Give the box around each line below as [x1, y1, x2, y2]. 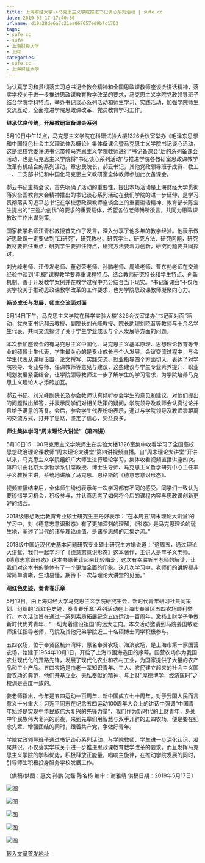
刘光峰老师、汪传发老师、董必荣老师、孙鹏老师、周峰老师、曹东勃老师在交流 [6, 263, 199, 271]
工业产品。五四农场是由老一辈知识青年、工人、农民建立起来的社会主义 [16, 664, 193, 671]
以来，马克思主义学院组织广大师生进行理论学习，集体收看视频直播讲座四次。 [6, 456, 199, 463]
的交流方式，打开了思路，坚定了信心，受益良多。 [6, 414, 129, 422]
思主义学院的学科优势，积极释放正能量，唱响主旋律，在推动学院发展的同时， [6, 751, 199, 759]
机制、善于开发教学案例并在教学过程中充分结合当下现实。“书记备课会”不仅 [6, 278, 193, 286]
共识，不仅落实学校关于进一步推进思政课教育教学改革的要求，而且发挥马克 [11, 744, 199, 751]
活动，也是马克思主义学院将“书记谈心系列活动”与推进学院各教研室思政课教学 [6, 155, 198, 163]
